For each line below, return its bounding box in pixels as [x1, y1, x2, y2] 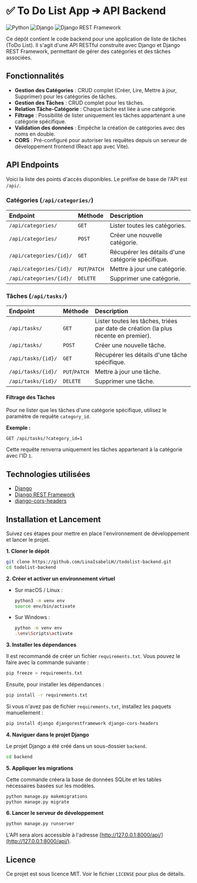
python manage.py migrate [6, 799, 69, 805]
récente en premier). [94, 332, 151, 340]
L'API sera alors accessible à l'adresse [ [6, 831, 102, 838]
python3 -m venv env [14, 597, 65, 603]
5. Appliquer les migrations [6, 764, 73, 771]
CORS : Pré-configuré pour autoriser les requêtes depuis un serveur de [14, 136, 187, 143]
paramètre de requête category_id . [6, 413, 91, 420]
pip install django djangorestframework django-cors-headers [6, 720, 159, 726]
